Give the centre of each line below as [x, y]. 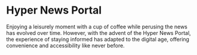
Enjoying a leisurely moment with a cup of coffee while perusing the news [97, 27]
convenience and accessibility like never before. [66, 46]
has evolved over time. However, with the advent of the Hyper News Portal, [98, 33]
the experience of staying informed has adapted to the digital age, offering [98, 39]
